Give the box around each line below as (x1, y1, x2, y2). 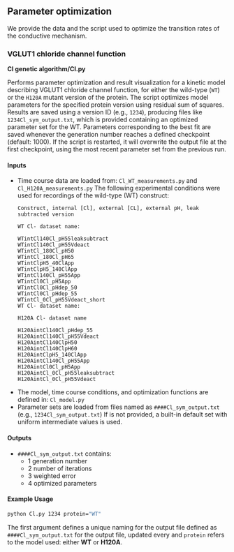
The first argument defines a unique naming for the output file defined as (7, 523, 217, 531)
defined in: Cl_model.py (17, 396, 85, 404)
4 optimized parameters (27, 479, 97, 487)
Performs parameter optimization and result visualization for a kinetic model (7, 78, 226, 87)
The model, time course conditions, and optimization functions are (17, 388, 209, 396)
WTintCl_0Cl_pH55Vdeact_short (17, 297, 106, 304)
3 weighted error (27, 471, 77, 480)
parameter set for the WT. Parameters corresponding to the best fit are (7, 123, 212, 131)
